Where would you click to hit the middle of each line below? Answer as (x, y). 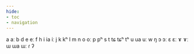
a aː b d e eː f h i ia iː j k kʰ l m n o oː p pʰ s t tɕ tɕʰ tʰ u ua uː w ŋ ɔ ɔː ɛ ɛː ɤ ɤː (97, 39)
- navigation (22, 22)
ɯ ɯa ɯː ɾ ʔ (20, 46)
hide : (13, 11)
